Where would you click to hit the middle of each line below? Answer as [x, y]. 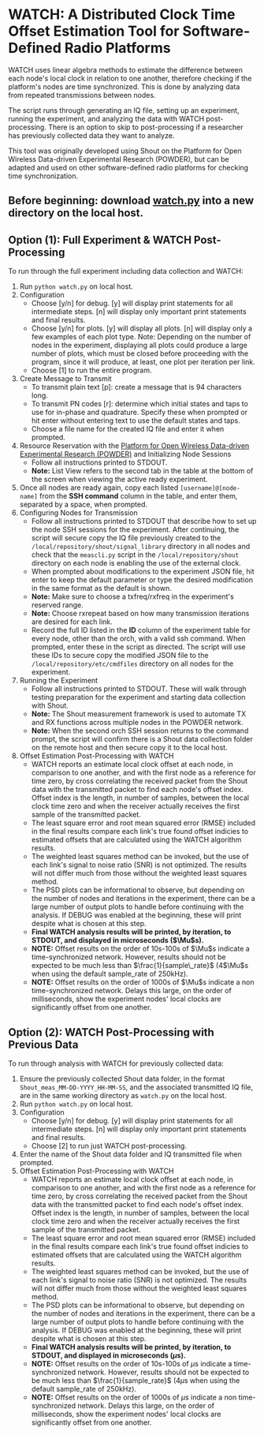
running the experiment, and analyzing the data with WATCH [106, 118]
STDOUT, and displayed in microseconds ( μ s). [109, 1355]
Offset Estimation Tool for [94, 31]
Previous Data [43, 1044]
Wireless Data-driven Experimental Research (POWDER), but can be [119, 159]
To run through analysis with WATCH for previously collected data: [116, 1063]
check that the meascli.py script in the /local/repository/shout [135, 555]
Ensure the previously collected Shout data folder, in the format [122, 1078]
